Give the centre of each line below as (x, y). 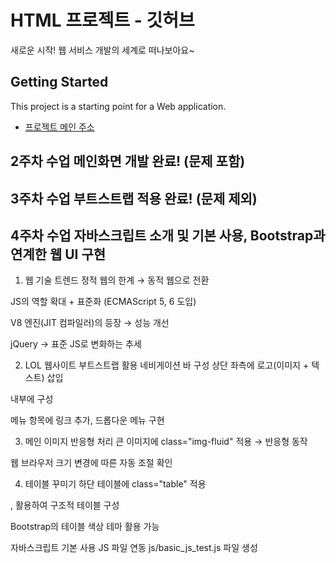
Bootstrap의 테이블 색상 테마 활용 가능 (85, 527)
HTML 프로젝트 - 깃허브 (102, 20)
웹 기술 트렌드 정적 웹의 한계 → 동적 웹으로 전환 (117, 280)
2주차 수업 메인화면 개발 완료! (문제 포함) (128, 161)
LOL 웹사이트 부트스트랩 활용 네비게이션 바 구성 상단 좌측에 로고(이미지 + (167, 365)
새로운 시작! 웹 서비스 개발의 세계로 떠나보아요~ (102, 50)
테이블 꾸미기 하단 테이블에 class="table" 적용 (115, 484)
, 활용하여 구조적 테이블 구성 (65, 505)
